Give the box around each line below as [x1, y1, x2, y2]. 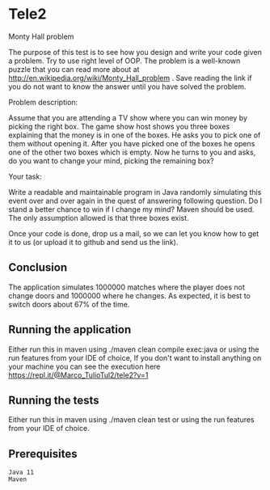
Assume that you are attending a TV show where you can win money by [8, 112, 248, 122]
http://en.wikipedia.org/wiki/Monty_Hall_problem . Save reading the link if [8, 73, 252, 82]
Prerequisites [8, 446, 78, 461]
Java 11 [8, 468, 35, 477]
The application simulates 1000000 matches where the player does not [8, 282, 245, 292]
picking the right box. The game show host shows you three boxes [8, 121, 230, 131]
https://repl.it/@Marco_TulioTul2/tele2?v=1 [8, 370, 149, 380]
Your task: [8, 171, 42, 181]
